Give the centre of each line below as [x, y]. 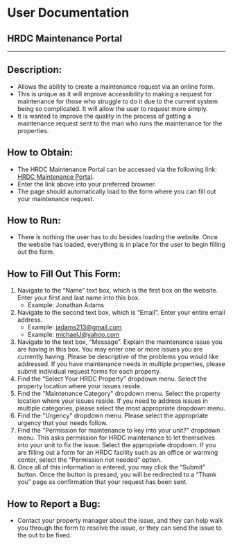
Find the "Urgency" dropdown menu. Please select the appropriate [112, 416]
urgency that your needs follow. [62, 423]
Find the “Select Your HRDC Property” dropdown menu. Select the [112, 379]
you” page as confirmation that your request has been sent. [103, 482]
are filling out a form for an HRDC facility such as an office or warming [118, 453]
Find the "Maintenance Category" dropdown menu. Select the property [119, 394]
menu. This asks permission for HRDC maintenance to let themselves [116, 438]
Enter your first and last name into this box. [79, 298]
